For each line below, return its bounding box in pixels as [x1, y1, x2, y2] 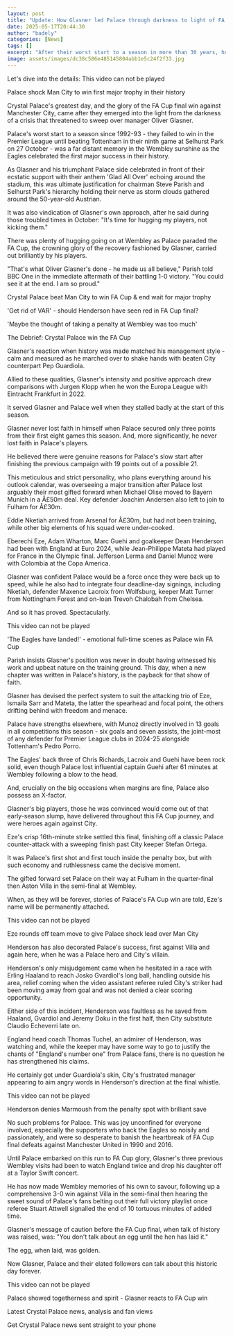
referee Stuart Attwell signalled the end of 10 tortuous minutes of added [7, 1204, 212, 1212]
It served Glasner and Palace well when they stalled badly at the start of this [7, 403, 225, 411]
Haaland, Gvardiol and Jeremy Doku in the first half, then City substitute [7, 1014, 213, 1022]
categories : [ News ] [7, 36, 64, 43]
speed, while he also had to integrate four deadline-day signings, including [7, 579, 221, 588]
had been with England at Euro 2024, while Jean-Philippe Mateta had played [7, 544, 226, 552]
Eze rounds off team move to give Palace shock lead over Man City [7, 929, 199, 938]
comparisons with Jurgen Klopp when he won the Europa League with [7, 382, 208, 390]
